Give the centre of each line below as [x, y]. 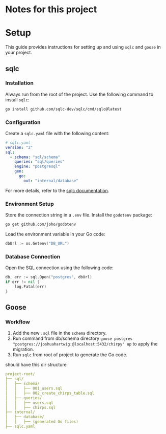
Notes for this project [51, 9]
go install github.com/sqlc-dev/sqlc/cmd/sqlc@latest [64, 109]
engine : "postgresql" [37, 167]
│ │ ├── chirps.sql [31, 407]
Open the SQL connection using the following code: [59, 268]
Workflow [18, 322]
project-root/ [20, 374]
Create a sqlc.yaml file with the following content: [57, 133]
